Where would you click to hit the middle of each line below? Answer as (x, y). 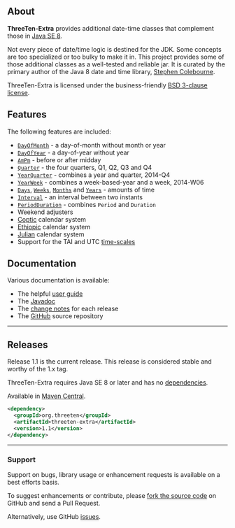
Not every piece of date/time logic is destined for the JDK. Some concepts (114, 49)
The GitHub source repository (60, 316)
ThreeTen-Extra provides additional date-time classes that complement (111, 28)
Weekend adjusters (45, 212)
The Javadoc (36, 301)
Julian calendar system (51, 234)
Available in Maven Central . (47, 396)
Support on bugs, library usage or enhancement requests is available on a (114, 474)
